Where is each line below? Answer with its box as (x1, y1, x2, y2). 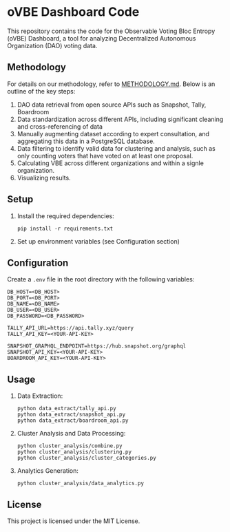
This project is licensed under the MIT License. (7, 517, 140, 525)
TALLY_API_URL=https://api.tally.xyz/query (7, 325, 134, 332)
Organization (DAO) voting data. (7, 41, 98, 50)
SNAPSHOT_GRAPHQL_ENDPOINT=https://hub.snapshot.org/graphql (7, 343, 187, 350)
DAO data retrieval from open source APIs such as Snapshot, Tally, (17, 100, 207, 109)
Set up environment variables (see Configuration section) (17, 237, 180, 245)
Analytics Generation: (17, 467, 79, 475)
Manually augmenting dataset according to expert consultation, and (17, 129, 210, 138)
